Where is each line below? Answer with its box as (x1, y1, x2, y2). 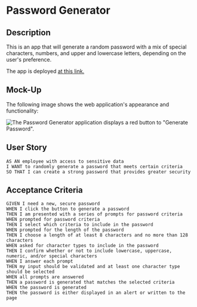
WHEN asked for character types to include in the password (6, 243, 159, 249)
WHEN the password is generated (6, 285, 87, 291)
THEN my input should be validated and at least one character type (6, 264, 180, 270)
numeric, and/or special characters (6, 253, 97, 259)
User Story (6, 142, 47, 153)
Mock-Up (6, 85, 42, 95)
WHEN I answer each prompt (6, 259, 73, 265)
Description (6, 28, 51, 38)
